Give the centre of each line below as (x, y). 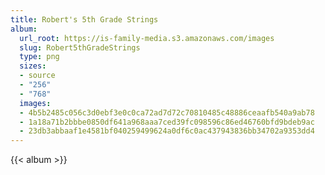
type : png (39, 57)
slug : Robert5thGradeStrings (80, 47)
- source (37, 76)
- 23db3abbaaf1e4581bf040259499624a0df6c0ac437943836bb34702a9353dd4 (167, 131)
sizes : (33, 66)
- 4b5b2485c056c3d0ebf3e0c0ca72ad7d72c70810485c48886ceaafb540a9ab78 (167, 112)
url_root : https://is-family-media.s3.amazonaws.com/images (147, 38)
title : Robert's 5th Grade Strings (84, 19)
